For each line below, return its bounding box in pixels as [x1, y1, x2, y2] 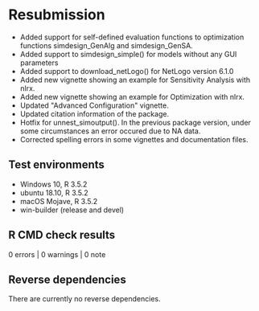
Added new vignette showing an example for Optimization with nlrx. [19, 92, 245, 101]
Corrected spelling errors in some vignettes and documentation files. [19, 134, 249, 144]
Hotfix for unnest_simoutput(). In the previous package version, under [19, 117, 252, 127]
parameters [19, 58, 59, 68]
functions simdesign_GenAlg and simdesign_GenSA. [19, 40, 193, 50]
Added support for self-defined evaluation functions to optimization [19, 32, 245, 42]
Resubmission [8, 6, 106, 24]
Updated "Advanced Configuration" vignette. [19, 100, 169, 110]
